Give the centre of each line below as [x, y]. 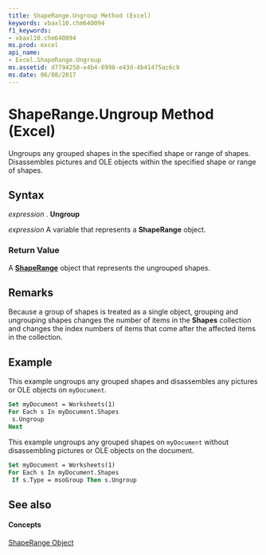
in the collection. [35, 337]
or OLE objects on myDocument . [58, 390]
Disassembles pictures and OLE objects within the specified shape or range [132, 162]
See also [30, 504]
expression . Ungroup [44, 214]
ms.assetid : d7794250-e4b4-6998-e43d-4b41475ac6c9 [94, 68]
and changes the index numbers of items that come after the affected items [132, 329]
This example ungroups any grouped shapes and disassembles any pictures [133, 381]
